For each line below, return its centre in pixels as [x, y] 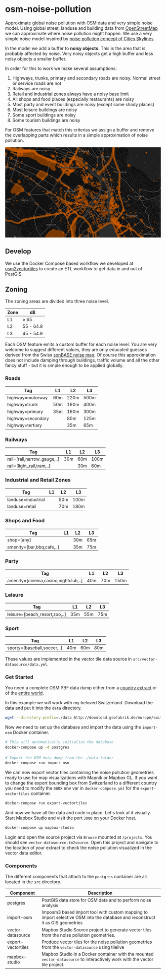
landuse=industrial [26, 499]
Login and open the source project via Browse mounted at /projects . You [79, 837]
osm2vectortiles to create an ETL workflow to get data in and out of [74, 268]
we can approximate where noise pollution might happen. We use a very [79, 33]
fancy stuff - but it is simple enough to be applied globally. [64, 365]
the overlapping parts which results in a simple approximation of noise [77, 135]
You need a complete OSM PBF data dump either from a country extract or [81, 688]
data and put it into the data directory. [43, 708]
